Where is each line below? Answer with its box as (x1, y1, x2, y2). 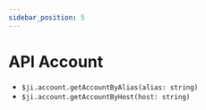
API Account (8, 51, 104, 72)
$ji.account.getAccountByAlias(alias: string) (21, 82, 199, 92)
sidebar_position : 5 (8, 13, 86, 22)
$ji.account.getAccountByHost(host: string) (21, 92, 191, 101)
